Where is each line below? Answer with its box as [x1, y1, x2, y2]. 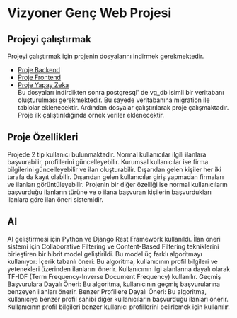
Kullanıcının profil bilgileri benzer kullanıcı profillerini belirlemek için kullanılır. [7, 302, 230, 311]
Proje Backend [17, 66, 61, 74]
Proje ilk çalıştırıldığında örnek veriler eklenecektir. [17, 111, 165, 119]
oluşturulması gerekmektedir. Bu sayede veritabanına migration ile [17, 96, 210, 104]
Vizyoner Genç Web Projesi [7, 5, 172, 21]
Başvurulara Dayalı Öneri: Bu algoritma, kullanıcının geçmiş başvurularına [7, 280, 221, 288]
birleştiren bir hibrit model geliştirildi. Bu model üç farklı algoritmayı [7, 249, 203, 258]
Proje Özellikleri [7, 131, 79, 143]
